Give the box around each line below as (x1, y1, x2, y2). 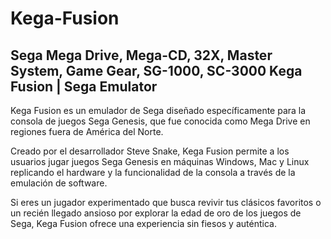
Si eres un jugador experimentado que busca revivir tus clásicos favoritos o (10, 197, 322, 208)
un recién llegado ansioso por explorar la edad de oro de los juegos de (10, 207, 302, 219)
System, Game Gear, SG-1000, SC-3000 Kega (10, 62, 303, 79)
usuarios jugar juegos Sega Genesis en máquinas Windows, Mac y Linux (10, 156, 310, 167)
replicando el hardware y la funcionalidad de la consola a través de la (10, 167, 296, 178)
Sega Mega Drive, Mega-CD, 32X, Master (10, 47, 273, 64)
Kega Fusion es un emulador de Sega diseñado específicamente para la (10, 105, 307, 116)
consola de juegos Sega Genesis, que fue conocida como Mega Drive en (10, 115, 311, 127)
